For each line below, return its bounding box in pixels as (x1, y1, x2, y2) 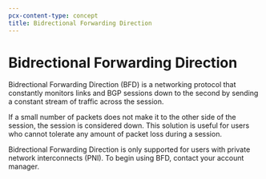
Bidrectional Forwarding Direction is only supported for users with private (8, 145, 251, 154)
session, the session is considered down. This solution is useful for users (8, 121, 250, 130)
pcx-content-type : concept (8, 11, 99, 20)
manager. (8, 161, 40, 172)
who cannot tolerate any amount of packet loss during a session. (8, 129, 223, 139)
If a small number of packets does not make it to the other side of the (8, 113, 236, 122)
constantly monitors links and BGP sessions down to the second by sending (8, 89, 259, 98)
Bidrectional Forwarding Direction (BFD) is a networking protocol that (8, 80, 236, 89)
